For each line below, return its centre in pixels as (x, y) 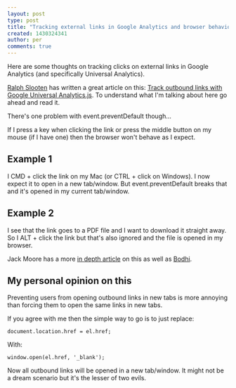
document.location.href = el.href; (59, 332)
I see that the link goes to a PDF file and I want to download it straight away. (117, 230)
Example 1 (30, 159)
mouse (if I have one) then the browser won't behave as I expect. (101, 137)
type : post (23, 20)
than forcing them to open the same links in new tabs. (85, 305)
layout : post (26, 14)
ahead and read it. (34, 102)
